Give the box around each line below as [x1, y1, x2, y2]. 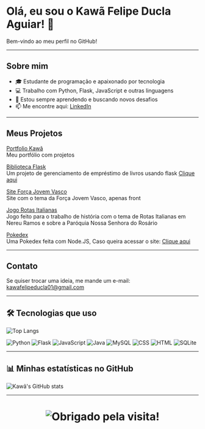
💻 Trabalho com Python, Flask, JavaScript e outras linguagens [15, 87, 174, 94]
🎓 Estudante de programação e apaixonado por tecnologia [15, 78, 165, 85]
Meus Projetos [6, 129, 63, 139]
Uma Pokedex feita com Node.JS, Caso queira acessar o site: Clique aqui [6, 237, 191, 245]
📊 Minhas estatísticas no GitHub [6, 363, 134, 374]
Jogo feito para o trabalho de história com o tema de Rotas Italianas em [6, 212, 186, 220]
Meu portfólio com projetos [6, 151, 75, 159]
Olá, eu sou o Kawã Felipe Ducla [6, 4, 171, 18]
